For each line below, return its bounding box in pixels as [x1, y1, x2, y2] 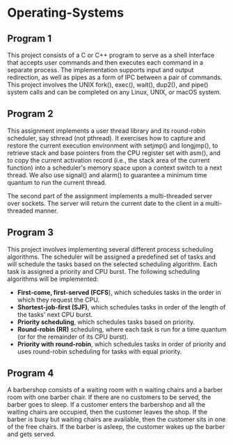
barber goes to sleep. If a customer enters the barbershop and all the [7, 400, 206, 409]
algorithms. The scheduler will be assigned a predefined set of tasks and [7, 252, 216, 261]
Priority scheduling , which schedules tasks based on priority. [17, 318, 195, 326]
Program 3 [7, 227, 54, 238]
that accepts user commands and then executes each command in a [7, 58, 204, 67]
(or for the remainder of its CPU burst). [17, 332, 129, 341]
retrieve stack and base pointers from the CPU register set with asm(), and [7, 148, 221, 157]
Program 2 [7, 108, 54, 120]
